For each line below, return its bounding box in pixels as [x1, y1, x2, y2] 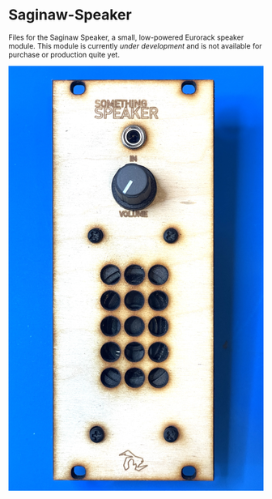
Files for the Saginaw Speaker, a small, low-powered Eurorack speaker [8, 32, 244, 42]
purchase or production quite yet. [8, 49, 120, 59]
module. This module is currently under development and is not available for [8, 41, 262, 50]
